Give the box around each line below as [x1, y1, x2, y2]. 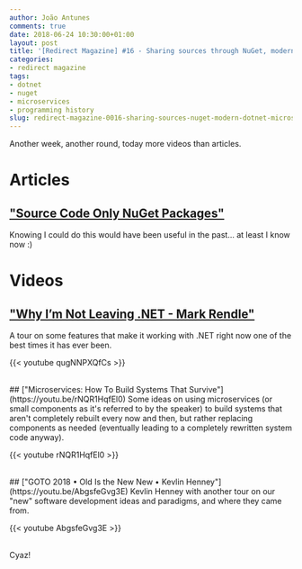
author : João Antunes [9, 13, 91, 23]
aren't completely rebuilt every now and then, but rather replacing [9, 413, 253, 424]
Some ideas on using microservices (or [127, 393, 272, 405]
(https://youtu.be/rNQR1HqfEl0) [9, 393, 126, 405]
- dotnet [9, 80, 42, 89]
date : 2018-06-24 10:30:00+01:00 [9, 30, 135, 39]
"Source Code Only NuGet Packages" [9, 205, 225, 221]
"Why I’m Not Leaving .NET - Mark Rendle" [9, 306, 255, 321]
